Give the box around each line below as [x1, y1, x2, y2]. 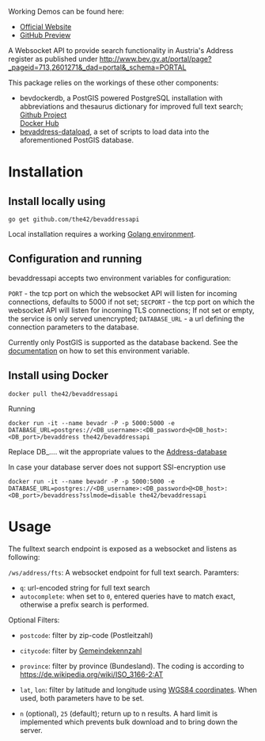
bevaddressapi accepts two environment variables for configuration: [8, 273, 232, 283]
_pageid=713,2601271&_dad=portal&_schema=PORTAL [8, 63, 187, 72]
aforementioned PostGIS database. [19, 135, 134, 145]
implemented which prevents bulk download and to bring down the [19, 716, 238, 727]
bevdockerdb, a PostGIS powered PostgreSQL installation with [19, 93, 223, 102]
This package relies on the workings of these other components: [8, 78, 219, 87]
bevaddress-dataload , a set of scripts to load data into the [19, 127, 210, 136]
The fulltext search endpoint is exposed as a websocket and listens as [8, 544, 237, 553]
